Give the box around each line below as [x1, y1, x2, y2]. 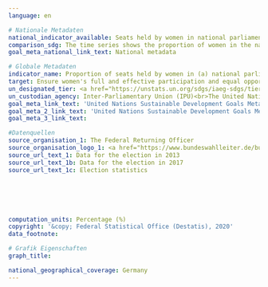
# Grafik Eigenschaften [8, 245, 88, 253]
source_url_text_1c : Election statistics [8, 166, 148, 174]
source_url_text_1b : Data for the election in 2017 [8, 159, 183, 167]
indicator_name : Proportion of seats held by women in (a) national [8, 70, 241, 78]
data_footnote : [8, 230, 59, 238]
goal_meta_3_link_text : [8, 115, 88, 123]
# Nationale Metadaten [8, 26, 84, 34]
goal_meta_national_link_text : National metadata [8, 49, 177, 57]
